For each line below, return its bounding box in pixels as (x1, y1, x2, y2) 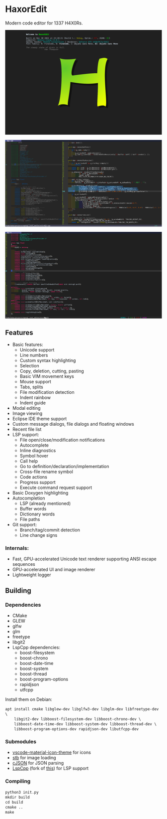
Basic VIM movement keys (19, 373, 75, 379)
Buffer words (19, 506, 47, 512)
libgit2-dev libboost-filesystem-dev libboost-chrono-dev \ (14, 717, 141, 722)
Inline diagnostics (19, 448, 56, 454)
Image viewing (12, 410, 43, 417)
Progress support (19, 480, 56, 486)
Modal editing (12, 405, 41, 411)
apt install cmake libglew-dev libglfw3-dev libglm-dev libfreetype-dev (5, 707, 159, 712)
